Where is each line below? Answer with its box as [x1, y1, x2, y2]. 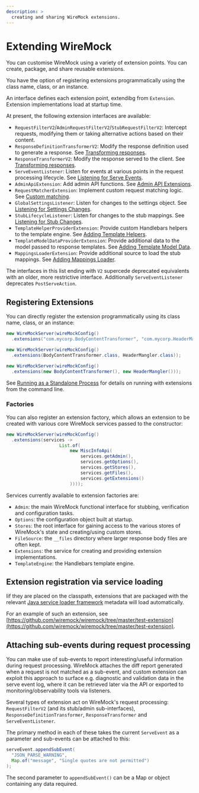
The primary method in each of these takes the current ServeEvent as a [6, 729, 179, 736]
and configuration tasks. [14, 510, 75, 517]
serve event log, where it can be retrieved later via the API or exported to [6, 681, 184, 688]
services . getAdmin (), [80, 453, 134, 459]
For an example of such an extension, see [6, 610, 108, 617]
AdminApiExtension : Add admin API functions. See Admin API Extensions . [14, 180, 192, 188]
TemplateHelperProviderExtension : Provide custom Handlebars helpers [14, 224, 188, 231]
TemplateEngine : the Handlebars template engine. [14, 560, 135, 567]
